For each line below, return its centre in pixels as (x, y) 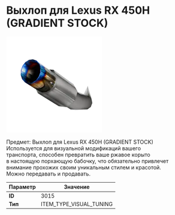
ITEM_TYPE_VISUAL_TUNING (77, 204)
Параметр (22, 187)
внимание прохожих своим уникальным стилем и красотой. (84, 167)
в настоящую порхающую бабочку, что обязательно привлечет (87, 161)
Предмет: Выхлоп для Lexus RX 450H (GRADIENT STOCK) (80, 142)
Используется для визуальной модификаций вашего (74, 148)
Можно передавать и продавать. (49, 174)
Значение (77, 187)
